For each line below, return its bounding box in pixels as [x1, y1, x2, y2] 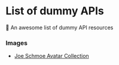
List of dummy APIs [5, 4, 104, 18]
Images [5, 39, 28, 47]
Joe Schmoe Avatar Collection [14, 52, 89, 60]
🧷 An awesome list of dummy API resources [5, 24, 114, 31]
